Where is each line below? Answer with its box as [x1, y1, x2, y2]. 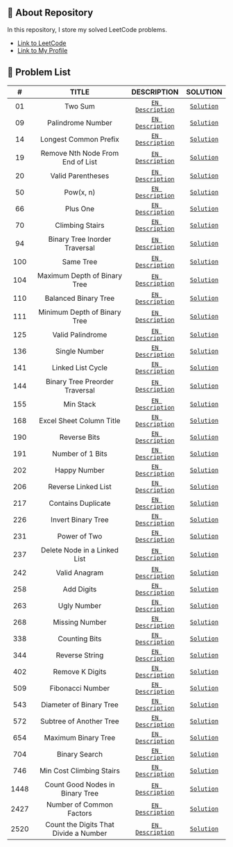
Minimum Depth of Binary [37, 307, 121, 317]
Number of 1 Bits [51, 449, 107, 459]
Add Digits [62, 584, 97, 594]
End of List [62, 157, 97, 167]
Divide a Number [52, 828, 107, 838]
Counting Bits [58, 634, 102, 643]
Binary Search [56, 749, 103, 759]
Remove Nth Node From [40, 148, 119, 158]
